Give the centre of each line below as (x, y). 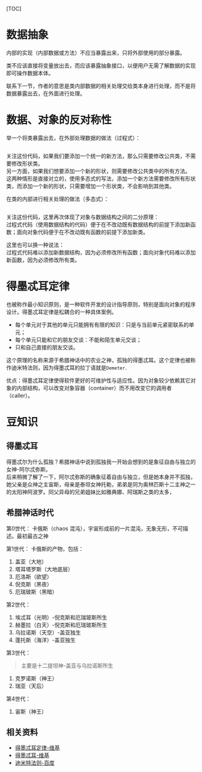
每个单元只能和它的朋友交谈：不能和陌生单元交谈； (78, 339)
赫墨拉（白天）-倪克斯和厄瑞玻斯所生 (61, 625)
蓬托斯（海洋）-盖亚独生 (45, 640)
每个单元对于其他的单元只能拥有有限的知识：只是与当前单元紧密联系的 (102, 324)
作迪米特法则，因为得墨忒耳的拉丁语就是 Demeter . (67, 368)
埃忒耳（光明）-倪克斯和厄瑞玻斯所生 (61, 617)
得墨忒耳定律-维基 (37, 748)
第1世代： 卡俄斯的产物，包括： (45, 548)
